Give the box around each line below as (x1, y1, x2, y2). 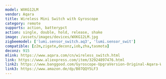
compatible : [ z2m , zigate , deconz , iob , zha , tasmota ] (5, 44, 110, 49)
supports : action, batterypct (5, 26, 68, 30)
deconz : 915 (5, 48, 30, 53)
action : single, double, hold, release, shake (5, 30, 103, 35)
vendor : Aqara (5, 12, 35, 17)
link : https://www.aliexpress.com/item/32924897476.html (5, 57, 125, 62)
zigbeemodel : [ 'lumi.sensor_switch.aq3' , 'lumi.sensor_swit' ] (5, 39, 136, 44)
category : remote (5, 21, 41, 26)
